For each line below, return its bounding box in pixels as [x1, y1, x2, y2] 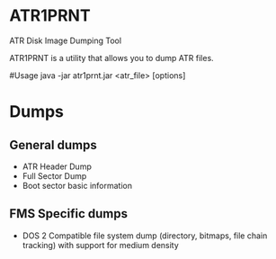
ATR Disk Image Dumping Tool [9, 35, 122, 46]
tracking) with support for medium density [22, 239, 180, 250]
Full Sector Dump [22, 170, 87, 181]
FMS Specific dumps [9, 206, 129, 221]
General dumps [9, 137, 97, 153]
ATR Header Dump [22, 161, 92, 172]
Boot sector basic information [22, 180, 133, 191]
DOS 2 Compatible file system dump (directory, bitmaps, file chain [22, 230, 268, 241]
